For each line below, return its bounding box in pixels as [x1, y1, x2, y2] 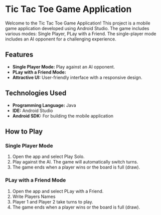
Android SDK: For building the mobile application [12, 112, 114, 118]
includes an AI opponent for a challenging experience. [5, 36, 116, 42]
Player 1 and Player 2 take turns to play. [12, 198, 94, 204]
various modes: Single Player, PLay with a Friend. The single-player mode [5, 30, 157, 36]
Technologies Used [5, 89, 66, 97]
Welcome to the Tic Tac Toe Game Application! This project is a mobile [5, 20, 151, 26]
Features [5, 50, 33, 59]
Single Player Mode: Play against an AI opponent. [12, 63, 115, 69]
